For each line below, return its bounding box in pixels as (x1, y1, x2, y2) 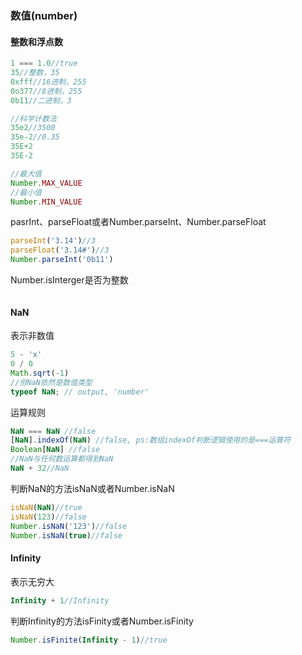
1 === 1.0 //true (10, 58, 78, 69)
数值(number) (10, 8, 78, 22)
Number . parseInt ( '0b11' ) (10, 255, 114, 265)
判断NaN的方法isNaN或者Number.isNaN (10, 482, 175, 494)
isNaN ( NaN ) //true (10, 502, 83, 512)
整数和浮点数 (10, 35, 63, 47)
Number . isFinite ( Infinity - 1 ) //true (10, 635, 168, 645)
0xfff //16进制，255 (10, 77, 87, 87)
